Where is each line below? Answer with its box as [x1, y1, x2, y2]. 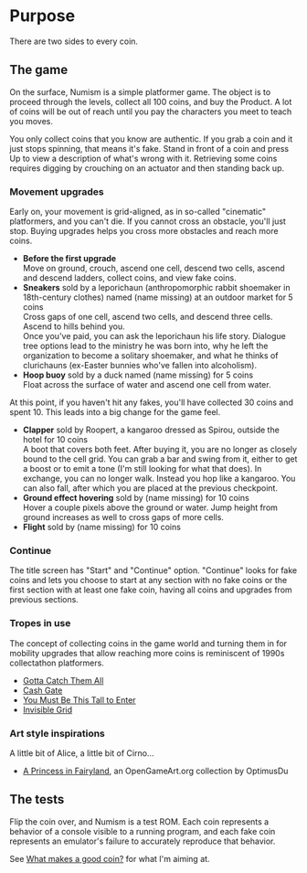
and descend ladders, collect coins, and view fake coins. [22, 272, 237, 283]
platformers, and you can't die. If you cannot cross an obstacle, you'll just [9, 216, 286, 227]
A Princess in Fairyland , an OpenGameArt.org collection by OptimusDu [22, 765, 289, 776]
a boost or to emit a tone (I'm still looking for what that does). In [22, 463, 262, 474]
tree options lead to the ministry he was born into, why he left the [22, 340, 269, 352]
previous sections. [9, 594, 79, 605]
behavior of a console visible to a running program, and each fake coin [9, 825, 276, 836]
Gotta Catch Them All [22, 675, 104, 686]
